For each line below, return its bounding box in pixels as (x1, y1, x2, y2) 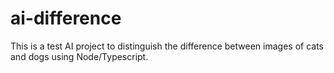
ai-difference (10, 7, 122, 30)
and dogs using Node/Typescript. (10, 50, 149, 62)
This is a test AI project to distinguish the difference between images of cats (10, 40, 324, 52)
